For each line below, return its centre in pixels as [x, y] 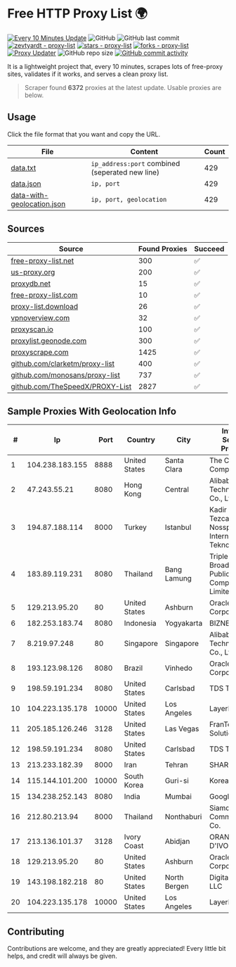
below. [34, 95]
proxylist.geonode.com [49, 341]
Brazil [133, 668]
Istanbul [178, 527]
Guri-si [177, 780]
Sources [26, 229]
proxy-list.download [45, 306]
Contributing [36, 931]
